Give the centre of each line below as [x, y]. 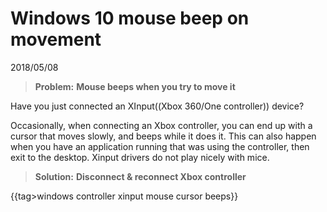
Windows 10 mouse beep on [130, 18]
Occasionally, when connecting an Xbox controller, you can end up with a [161, 125]
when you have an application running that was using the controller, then [160, 146]
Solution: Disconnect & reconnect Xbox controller [140, 176]
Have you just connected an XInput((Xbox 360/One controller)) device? [157, 106]
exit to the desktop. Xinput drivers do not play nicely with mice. [140, 157]
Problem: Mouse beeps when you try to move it [135, 86]
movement [56, 39]
